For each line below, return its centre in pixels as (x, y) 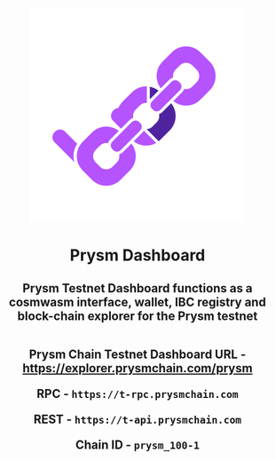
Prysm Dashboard (137, 255)
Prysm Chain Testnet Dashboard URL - (137, 354)
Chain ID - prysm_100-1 (137, 445)
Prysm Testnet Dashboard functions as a (137, 288)
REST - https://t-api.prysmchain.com (137, 419)
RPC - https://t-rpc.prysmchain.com (137, 393)
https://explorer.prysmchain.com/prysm (137, 368)
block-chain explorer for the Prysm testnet (137, 316)
